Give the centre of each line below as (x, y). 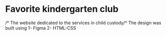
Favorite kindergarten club (62, 9)
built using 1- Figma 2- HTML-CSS (41, 28)
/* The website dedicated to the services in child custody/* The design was (83, 23)
